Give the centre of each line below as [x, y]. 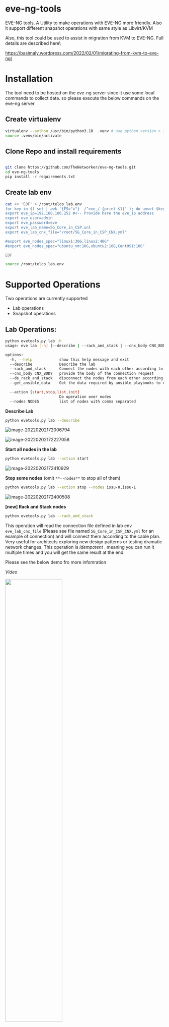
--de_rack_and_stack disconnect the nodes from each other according [87, 378]
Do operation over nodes [85, 396]
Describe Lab [19, 411]
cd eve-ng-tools [22, 172]
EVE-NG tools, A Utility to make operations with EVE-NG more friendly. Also [83, 23]
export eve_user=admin [29, 218]
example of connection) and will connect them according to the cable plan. [83, 536]
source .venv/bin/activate [33, 136]
